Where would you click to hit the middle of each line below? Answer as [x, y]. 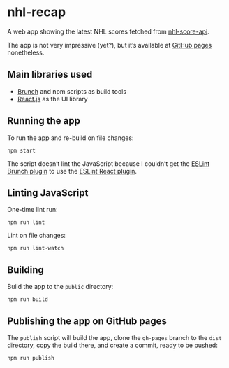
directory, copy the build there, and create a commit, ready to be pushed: [112, 345]
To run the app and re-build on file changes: [71, 138]
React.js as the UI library [53, 99]
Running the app [44, 121]
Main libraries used [50, 75]
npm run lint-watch [36, 248]
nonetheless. [26, 52]
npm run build [28, 299]
